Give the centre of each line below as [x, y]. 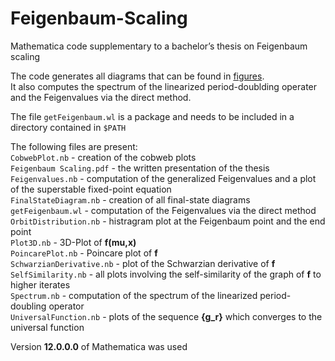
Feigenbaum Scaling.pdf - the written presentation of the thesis [140, 168]
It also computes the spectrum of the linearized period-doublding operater [164, 86]
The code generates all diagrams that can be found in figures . [137, 76]
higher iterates [40, 284]
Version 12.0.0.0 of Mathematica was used [99, 346]
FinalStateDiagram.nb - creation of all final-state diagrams [130, 199]
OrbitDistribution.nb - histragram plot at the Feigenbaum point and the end [168, 221]
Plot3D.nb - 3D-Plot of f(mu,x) [73, 242]
